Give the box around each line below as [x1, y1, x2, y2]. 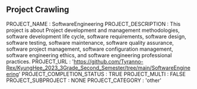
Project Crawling [6, 5, 69, 15]
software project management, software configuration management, [6, 45, 173, 52]
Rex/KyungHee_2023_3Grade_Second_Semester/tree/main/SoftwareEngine [6, 64, 191, 71]
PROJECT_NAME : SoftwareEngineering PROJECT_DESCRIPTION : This [6, 20, 181, 27]
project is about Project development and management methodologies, [6, 27, 180, 34]
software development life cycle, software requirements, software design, [6, 32, 187, 40]
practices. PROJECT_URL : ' [6, 58, 74, 65]
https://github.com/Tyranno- [74, 58, 144, 65]
